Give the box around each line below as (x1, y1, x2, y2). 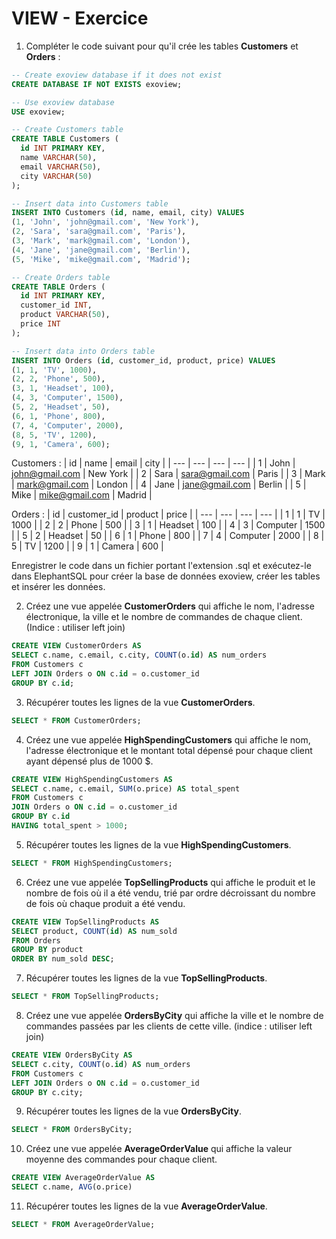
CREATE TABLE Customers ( (11, 134, 119, 144)
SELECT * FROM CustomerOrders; (11, 715, 142, 726)
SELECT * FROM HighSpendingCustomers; (11, 858, 173, 868)
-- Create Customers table (11, 125, 124, 135)
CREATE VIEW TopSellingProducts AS (11, 917, 160, 927)
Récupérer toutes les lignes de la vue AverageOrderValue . (25, 1200, 268, 1212)
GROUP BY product (11, 945, 84, 955)
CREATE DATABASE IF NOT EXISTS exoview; (11, 79, 183, 89)
